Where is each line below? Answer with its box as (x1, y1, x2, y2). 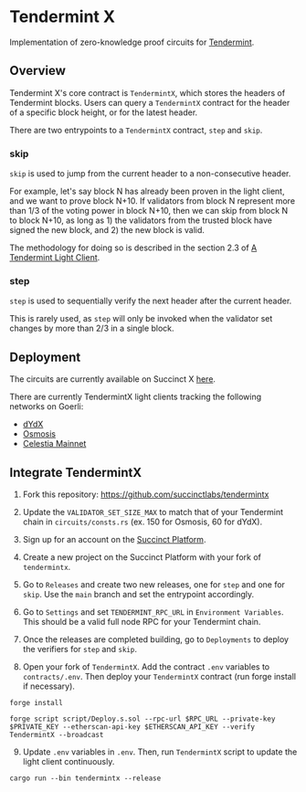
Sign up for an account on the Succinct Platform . (22, 533, 206, 544)
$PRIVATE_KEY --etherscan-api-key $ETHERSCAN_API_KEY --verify (9, 722, 256, 732)
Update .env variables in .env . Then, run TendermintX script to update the (22, 746, 298, 757)
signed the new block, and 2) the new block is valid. (9, 225, 206, 236)
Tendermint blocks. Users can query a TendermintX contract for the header (9, 97, 290, 108)
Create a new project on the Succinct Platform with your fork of (22, 551, 262, 563)
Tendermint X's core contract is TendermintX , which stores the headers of (9, 87, 286, 98)
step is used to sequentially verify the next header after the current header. (9, 295, 292, 307)
